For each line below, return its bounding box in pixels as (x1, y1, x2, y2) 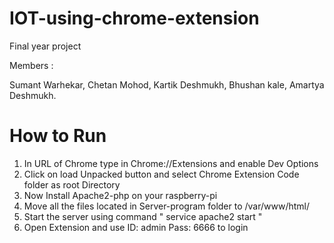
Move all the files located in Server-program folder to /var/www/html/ (23, 200, 311, 212)
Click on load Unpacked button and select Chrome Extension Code (23, 168, 300, 180)
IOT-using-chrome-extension (9, 7, 260, 30)
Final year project (9, 40, 82, 52)
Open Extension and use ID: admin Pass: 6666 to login (23, 221, 249, 233)
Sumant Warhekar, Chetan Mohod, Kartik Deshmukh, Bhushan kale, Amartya (9, 78, 325, 91)
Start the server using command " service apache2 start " (23, 210, 263, 222)
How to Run (9, 125, 107, 147)
